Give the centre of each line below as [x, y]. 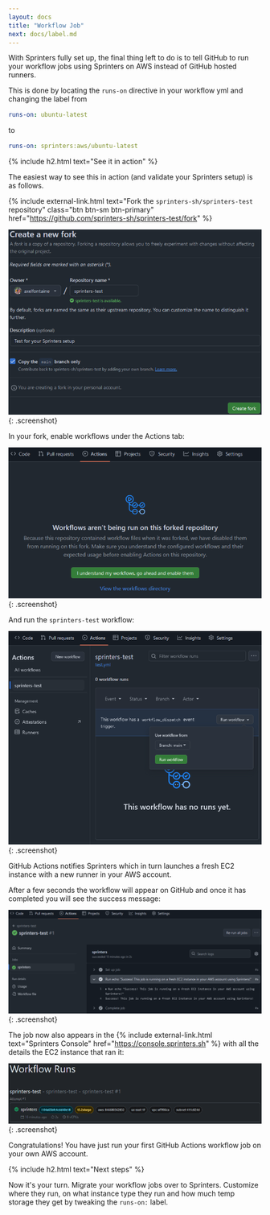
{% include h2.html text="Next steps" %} [76, 1170]
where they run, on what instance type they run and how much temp [122, 1194]
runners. [22, 75]
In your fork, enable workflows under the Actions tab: [96, 436]
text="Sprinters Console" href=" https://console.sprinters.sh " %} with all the [134, 1043]
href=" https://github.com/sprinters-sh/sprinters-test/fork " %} [110, 218]
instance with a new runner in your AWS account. [90, 874]
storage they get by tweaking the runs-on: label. [88, 1202]
